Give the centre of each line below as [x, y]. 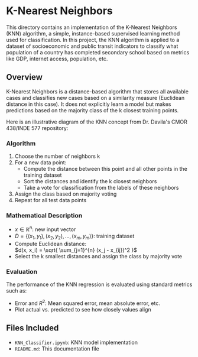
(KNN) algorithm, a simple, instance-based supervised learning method [93, 33]
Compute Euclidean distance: [51, 244]
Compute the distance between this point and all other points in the [105, 169]
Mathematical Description [44, 215]
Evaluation [22, 271]
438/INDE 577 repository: [37, 128]
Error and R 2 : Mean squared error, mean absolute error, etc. [87, 303]
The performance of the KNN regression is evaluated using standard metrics [99, 284]
